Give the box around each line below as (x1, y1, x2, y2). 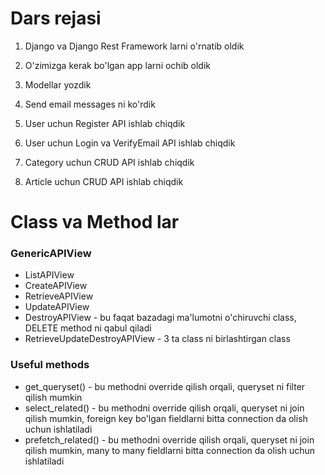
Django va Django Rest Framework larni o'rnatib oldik (24, 40, 245, 52)
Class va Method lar (10, 211, 180, 234)
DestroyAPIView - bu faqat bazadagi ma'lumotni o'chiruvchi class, (24, 312, 297, 324)
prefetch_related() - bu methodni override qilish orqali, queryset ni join (24, 433, 315, 446)
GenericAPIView (10, 247, 92, 261)
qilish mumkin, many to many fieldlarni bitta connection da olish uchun (24, 444, 315, 456)
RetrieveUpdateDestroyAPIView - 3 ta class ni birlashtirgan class (24, 333, 291, 345)
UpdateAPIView (24, 301, 90, 313)
